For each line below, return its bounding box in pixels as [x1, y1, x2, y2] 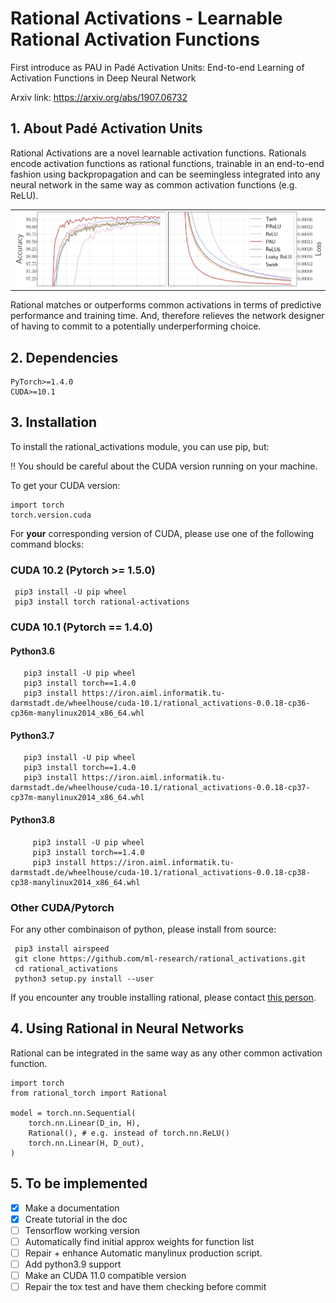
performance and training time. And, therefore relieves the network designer [10, 310, 325, 322]
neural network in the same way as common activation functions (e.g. [10, 178, 298, 191]
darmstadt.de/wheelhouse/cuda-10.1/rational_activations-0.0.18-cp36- [10, 698, 311, 709]
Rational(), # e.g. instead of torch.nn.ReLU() [28, 1128, 230, 1138]
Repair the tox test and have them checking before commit [24, 1281, 267, 1293]
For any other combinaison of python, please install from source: [10, 923, 277, 935]
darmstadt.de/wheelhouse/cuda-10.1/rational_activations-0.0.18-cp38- [10, 867, 311, 877]
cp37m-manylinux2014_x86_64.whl [10, 793, 145, 803]
